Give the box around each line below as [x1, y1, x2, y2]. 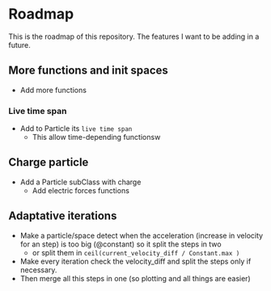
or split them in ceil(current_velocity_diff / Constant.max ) [32, 247, 240, 257]
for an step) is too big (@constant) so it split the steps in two [19, 239, 222, 249]
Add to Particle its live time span [19, 124, 133, 133]
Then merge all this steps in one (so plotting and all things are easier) [19, 273, 251, 283]
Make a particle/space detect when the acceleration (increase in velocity [19, 230, 264, 240]
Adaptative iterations [8, 209, 117, 223]
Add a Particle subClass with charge [19, 177, 142, 187]
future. [8, 40, 31, 49]
